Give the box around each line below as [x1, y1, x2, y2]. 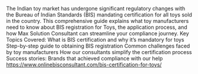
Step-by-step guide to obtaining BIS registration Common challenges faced [6, 42, 190, 49]
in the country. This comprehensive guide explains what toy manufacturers [6, 18, 189, 24]
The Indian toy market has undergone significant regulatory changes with [6, 5, 186, 12]
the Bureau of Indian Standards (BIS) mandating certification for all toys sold [6, 11, 193, 18]
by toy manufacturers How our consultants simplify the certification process [6, 49, 192, 55]
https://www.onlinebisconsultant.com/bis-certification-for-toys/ [6, 61, 162, 68]
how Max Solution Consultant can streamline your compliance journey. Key [6, 30, 190, 37]
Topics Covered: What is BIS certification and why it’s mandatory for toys [6, 36, 185, 43]
